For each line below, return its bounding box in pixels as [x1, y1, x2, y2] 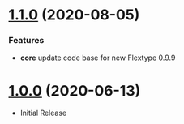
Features [8, 35, 45, 46]
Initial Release [19, 108, 67, 118]
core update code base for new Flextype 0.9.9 [19, 53, 176, 62]
